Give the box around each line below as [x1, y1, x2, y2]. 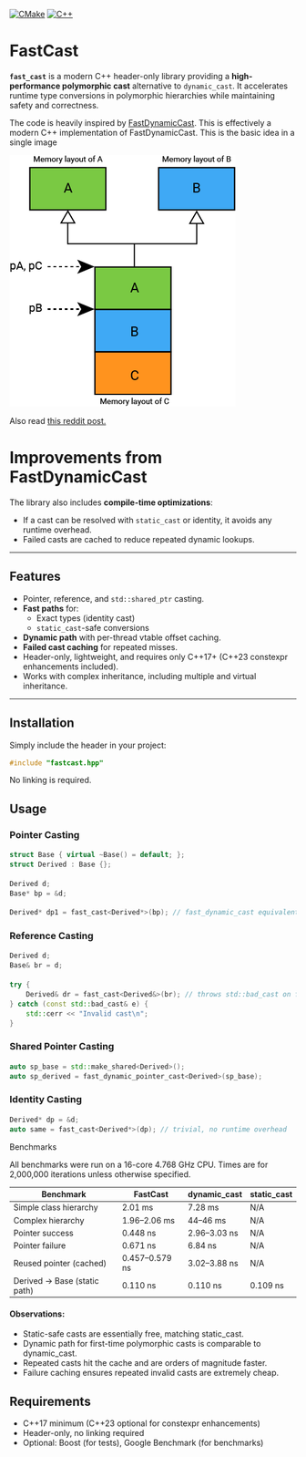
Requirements [9, 1393, 91, 1409]
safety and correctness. [9, 99, 99, 110]
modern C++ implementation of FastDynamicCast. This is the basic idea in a [9, 127, 295, 138]
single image [9, 137, 57, 148]
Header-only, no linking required [22, 1428, 145, 1439]
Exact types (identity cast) [36, 612, 136, 624]
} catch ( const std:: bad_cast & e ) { [9, 999, 148, 1008]
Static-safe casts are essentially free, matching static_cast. [22, 1328, 244, 1339]
